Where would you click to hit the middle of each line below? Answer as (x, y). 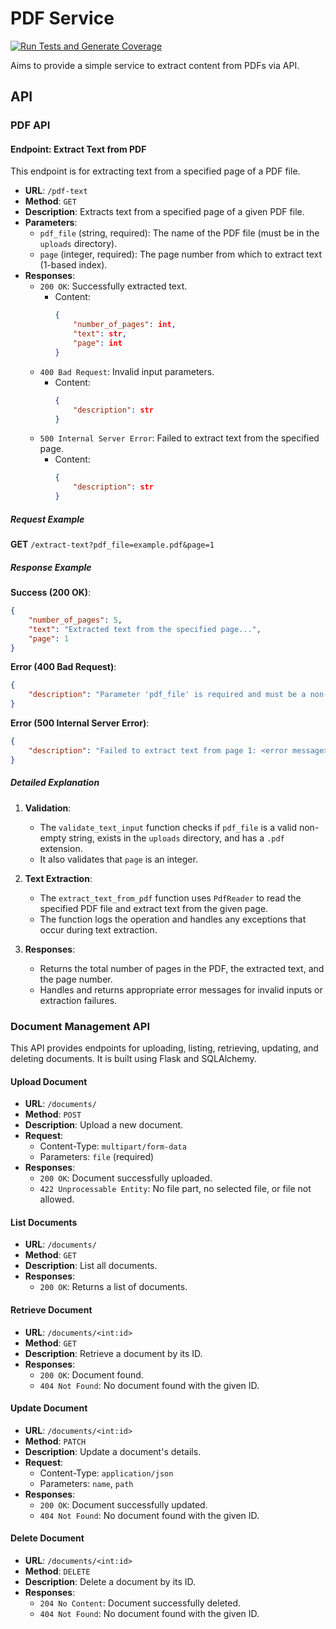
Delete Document (47, 1538)
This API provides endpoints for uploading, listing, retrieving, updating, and (164, 1048)
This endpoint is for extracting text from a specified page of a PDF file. (155, 171)
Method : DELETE (57, 1571)
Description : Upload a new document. (104, 1125)
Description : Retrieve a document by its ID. (113, 1353)
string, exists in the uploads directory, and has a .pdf (176, 838)
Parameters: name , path (86, 1483)
